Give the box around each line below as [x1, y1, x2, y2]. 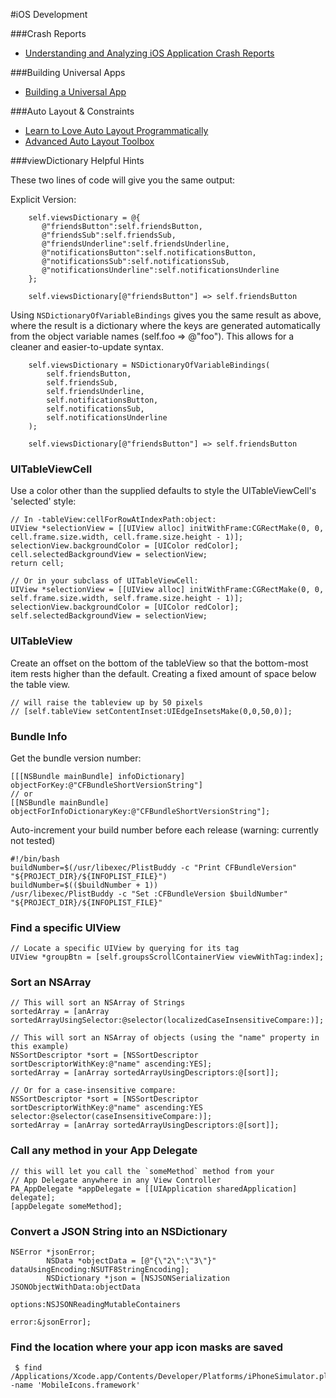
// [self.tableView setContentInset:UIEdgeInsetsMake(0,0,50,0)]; [10, 706, 293, 716]
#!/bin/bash [10, 854, 60, 864]
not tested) [10, 834, 56, 846]
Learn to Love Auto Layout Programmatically [24, 125, 209, 136]
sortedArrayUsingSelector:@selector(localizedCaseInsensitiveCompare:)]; [10, 1015, 325, 1026]
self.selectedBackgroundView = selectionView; [10, 611, 208, 621]
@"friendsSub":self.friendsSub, [41, 230, 177, 240]
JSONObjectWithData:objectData [10, 1282, 141, 1293]
